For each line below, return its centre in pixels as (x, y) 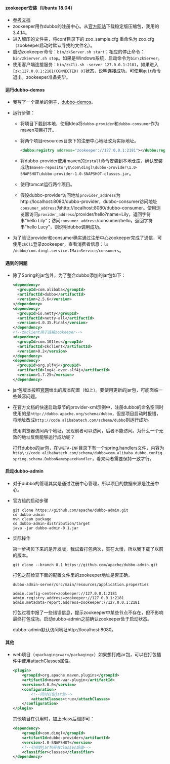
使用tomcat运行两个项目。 (47, 184)
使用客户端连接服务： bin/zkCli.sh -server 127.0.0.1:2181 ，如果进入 (86, 65)
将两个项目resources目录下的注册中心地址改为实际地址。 (79, 141)
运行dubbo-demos (25, 90)
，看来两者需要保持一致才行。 (123, 458)
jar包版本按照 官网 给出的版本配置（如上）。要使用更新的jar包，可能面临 (85, 390)
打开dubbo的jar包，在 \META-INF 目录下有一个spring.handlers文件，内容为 (88, 448)
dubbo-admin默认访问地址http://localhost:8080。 (64, 630)
